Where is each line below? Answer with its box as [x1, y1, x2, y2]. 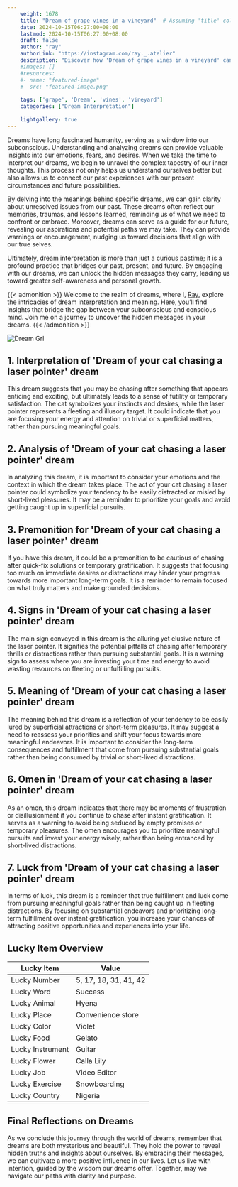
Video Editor [75, 1068, 117, 1078]
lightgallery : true [20, 116, 78, 123]
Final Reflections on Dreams [7, 1115, 134, 1127]
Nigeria [75, 1091, 101, 1101]
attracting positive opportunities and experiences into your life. [7, 921, 191, 931]
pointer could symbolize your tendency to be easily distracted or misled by [7, 488, 225, 497]
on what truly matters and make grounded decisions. [7, 584, 161, 592]
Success [75, 987, 105, 997]
